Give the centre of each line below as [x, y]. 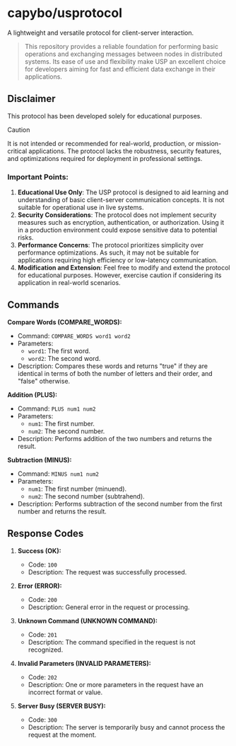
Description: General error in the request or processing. [109, 607]
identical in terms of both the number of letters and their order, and [115, 373]
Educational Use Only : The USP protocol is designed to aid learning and [123, 192]
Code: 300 [43, 719]
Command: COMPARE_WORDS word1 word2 [74, 335]
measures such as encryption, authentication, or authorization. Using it [121, 223]
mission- [208, 143]
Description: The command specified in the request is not [112, 642]
